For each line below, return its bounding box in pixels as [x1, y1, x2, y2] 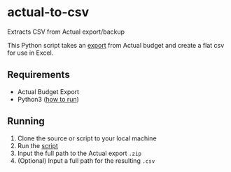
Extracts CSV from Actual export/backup [7, 27, 125, 36]
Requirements [7, 69, 70, 81]
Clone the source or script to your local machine [17, 134, 157, 143]
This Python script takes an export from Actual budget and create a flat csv [7, 41, 225, 49]
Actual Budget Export [17, 87, 79, 95]
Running [7, 115, 45, 127]
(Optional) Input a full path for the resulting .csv [17, 156, 155, 165]
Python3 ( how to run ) [17, 95, 79, 103]
